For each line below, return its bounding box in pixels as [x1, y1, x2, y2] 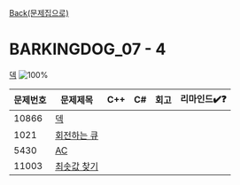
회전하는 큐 [54, 129, 99, 142]
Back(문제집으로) [9, 8, 69, 18]
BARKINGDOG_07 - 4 [9, 39, 166, 59]
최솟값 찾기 [54, 160, 99, 173]
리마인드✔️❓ [180, 92, 228, 104]
